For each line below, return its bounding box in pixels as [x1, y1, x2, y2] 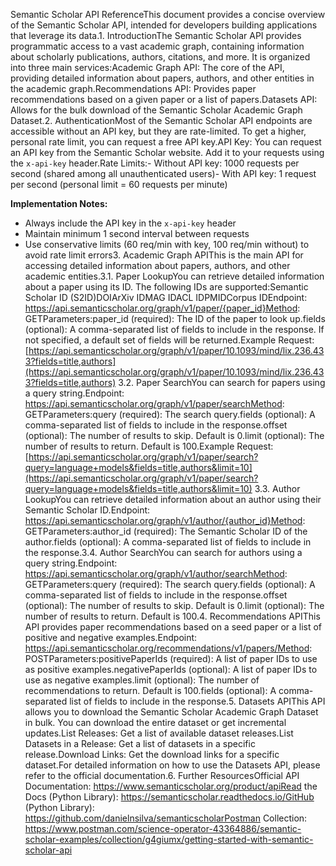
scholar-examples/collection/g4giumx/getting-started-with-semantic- [24, 834, 314, 845]
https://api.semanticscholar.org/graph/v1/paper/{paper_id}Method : [24, 302, 301, 314]
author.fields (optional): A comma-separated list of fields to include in [24, 536, 312, 548]
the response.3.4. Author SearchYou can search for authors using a [24, 547, 303, 558]
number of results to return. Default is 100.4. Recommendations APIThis [24, 610, 321, 622]
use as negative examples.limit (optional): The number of [24, 674, 260, 686]
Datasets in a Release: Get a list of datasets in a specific [24, 738, 256, 749]
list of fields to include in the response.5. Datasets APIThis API [69, 695, 326, 707]
